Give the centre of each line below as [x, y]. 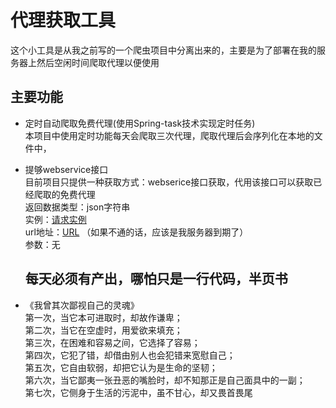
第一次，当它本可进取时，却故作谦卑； [103, 317]
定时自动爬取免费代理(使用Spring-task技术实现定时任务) [140, 123]
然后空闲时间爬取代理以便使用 [98, 62]
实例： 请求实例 [55, 219]
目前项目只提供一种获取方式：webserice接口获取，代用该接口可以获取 [169, 182]
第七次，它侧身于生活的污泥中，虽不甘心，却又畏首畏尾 [138, 392]
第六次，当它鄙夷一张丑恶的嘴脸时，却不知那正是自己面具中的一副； [165, 380]
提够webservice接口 [66, 169]
